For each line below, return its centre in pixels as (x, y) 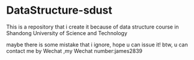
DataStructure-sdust (59, 10)
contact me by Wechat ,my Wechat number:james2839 (74, 50)
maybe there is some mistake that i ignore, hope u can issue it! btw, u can (97, 45)
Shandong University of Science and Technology (67, 33)
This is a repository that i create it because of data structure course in (92, 27)
